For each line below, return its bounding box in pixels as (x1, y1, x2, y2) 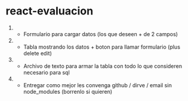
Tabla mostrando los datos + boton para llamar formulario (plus (23, 43, 181, 50)
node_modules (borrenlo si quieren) (23, 88, 113, 95)
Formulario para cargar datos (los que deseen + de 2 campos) (23, 30, 178, 37)
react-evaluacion (5, 4, 94, 18)
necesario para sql (23, 69, 70, 76)
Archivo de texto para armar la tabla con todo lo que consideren (23, 62, 182, 70)
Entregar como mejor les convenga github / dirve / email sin (23, 81, 172, 88)
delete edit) (23, 49, 52, 57)
